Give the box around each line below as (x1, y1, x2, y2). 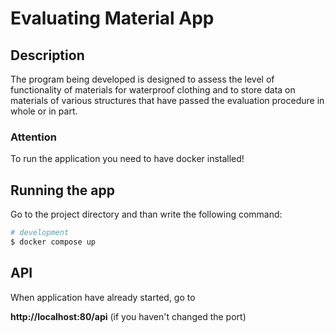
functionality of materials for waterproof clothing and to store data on (10, 84, 296, 96)
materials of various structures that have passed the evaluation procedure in (10, 95, 325, 106)
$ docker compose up (10, 237, 97, 247)
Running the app (10, 182, 115, 199)
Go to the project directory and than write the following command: (10, 208, 283, 221)
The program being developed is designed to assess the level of (10, 73, 275, 85)
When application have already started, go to (10, 291, 196, 303)
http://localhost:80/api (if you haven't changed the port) (10, 310, 247, 322)
